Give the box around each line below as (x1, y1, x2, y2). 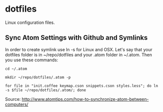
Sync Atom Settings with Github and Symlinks (5, 34, 148, 42)
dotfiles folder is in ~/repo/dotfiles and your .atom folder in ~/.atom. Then (5, 52, 152, 57)
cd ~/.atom (5, 66, 27, 71)
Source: (5, 96, 21, 102)
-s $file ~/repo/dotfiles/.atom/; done (5, 88, 86, 93)
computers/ (5, 101, 28, 107)
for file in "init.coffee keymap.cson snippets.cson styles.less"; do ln (5, 83, 159, 88)
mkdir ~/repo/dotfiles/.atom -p (5, 75, 71, 80)
